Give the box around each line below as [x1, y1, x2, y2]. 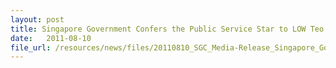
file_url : [10, 42, 52, 53]
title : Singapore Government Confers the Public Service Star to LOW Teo [10, 24, 325, 34]
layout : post [10, 14, 65, 25]
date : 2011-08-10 [10, 33, 92, 43]
